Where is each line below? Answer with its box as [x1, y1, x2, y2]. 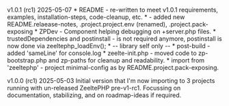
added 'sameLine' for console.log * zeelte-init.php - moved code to [7, 49, 197, 57]
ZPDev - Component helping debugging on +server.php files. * [38, 27, 217, 35]
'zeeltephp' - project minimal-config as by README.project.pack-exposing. [7, 64, 219, 71]
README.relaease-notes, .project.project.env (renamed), [7, 20, 167, 28]
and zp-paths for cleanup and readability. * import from [48, 56, 205, 64]
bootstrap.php [7, 56, 47, 64]
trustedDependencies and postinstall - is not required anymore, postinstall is [7, 35, 222, 43]
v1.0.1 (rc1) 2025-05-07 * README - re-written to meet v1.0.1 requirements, [7, 6, 219, 14]
